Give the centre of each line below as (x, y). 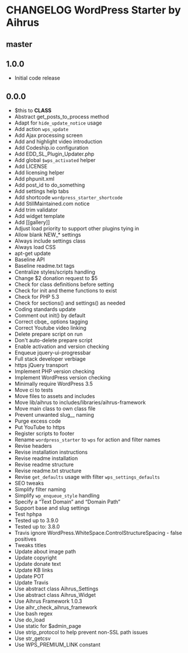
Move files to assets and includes (55, 396)
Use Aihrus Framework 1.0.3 (48, 601)
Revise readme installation (46, 458)
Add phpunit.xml (34, 179)
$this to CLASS (33, 110)
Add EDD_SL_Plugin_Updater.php (54, 154)
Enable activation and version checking (62, 347)
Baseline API (29, 260)
